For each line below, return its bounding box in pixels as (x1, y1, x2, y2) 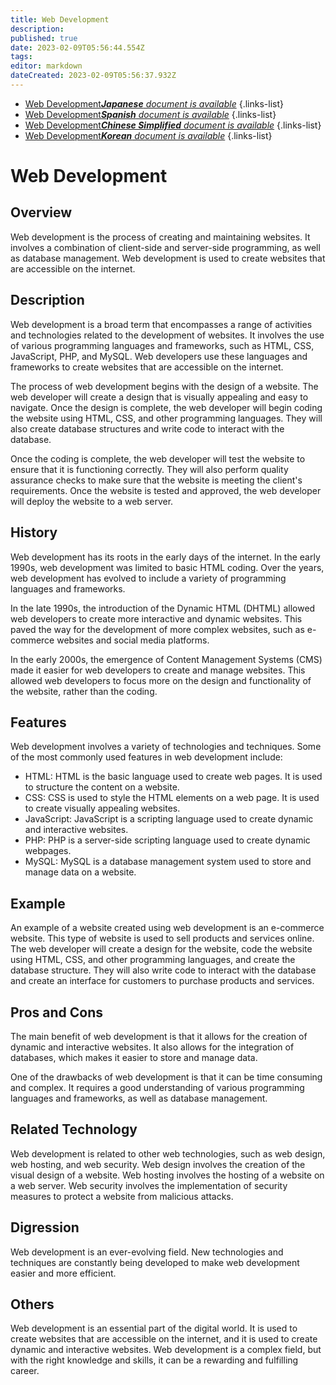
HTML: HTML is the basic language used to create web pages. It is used (24, 771, 323, 783)
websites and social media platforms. (56, 634, 210, 646)
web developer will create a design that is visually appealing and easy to (10, 391, 309, 403)
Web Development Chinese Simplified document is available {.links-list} (24, 119, 322, 131)
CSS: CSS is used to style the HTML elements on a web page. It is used (24, 792, 320, 804)
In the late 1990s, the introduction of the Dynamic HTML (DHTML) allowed (10, 602, 316, 614)
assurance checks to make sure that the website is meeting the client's (10, 474, 303, 486)
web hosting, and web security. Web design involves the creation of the (10, 1158, 306, 1170)
